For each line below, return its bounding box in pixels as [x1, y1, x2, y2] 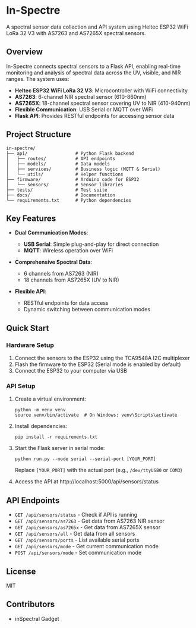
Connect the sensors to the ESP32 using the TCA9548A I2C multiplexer [14, 355, 190, 362]
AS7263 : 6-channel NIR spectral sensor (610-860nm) [14, 93, 147, 100]
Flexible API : [14, 288, 46, 295]
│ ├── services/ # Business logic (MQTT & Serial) [6, 166, 161, 172]
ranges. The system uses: [6, 75, 69, 82]
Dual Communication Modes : [14, 229, 88, 236]
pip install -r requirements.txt [14, 434, 98, 440]
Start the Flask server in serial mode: [14, 445, 105, 452]
